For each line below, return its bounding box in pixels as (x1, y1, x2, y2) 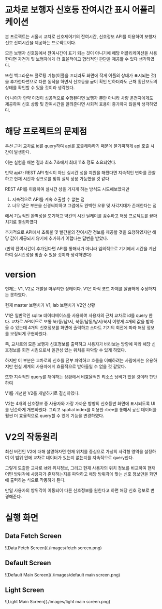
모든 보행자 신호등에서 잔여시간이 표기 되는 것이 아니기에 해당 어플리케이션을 (5, 50, 148, 56)
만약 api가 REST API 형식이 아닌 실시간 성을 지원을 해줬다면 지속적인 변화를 (5, 170, 147, 175)
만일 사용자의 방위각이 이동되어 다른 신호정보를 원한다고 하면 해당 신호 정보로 (5, 487, 150, 493)
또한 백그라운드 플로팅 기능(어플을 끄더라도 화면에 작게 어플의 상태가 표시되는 (5, 72, 150, 78)
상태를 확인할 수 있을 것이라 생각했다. (5, 85, 75, 90)
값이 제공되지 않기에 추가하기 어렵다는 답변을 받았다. (10, 235, 108, 241)
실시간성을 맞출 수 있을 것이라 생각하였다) (14, 251, 92, 258)
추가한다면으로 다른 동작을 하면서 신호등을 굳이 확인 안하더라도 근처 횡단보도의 (10, 78, 158, 84)
